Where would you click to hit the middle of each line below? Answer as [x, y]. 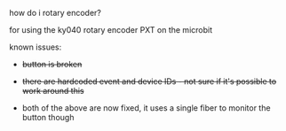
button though [48, 117]
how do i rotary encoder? [56, 13]
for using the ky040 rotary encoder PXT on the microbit [111, 30]
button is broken [52, 64]
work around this [53, 91]
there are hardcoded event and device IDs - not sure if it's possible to [149, 81]
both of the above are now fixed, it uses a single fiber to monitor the [146, 108]
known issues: [36, 47]
